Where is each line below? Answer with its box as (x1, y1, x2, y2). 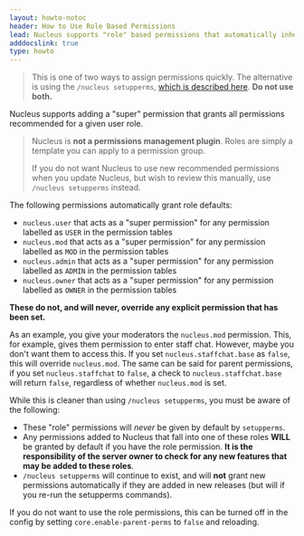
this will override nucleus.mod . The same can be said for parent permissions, (9, 359, 293, 369)
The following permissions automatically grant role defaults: (9, 200, 233, 211)
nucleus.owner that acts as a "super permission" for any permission (22, 275, 274, 286)
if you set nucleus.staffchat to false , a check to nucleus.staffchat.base (9, 368, 282, 378)
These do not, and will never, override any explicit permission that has (9, 302, 279, 313)
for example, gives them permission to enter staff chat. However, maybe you (9, 339, 294, 349)
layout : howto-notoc (9, 13, 88, 23)
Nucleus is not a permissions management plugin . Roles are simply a (31, 136, 293, 147)
